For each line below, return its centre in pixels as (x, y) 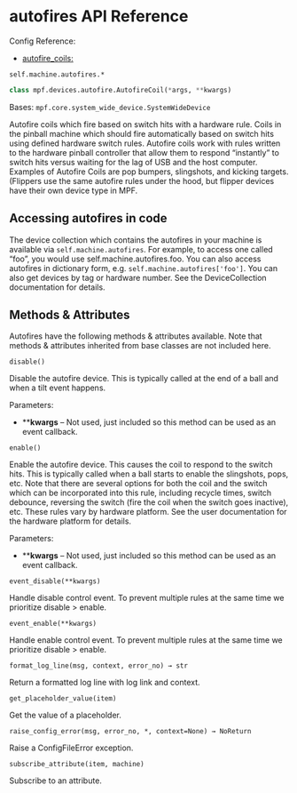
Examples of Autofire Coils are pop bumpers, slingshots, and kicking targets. (149, 172)
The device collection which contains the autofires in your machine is (136, 240)
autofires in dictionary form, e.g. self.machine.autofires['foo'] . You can (143, 268)
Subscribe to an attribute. (55, 781)
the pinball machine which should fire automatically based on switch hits (142, 133)
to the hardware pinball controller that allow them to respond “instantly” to (144, 152)
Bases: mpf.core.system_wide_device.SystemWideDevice (110, 107)
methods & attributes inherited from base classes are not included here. (140, 346)
